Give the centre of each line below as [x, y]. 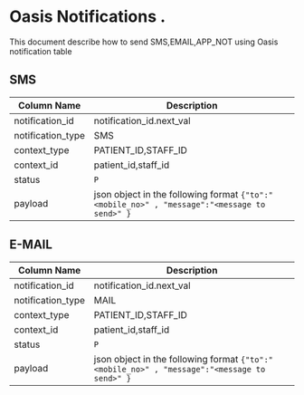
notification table [41, 51]
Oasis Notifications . [87, 17]
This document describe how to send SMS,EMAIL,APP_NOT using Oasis [144, 42]
